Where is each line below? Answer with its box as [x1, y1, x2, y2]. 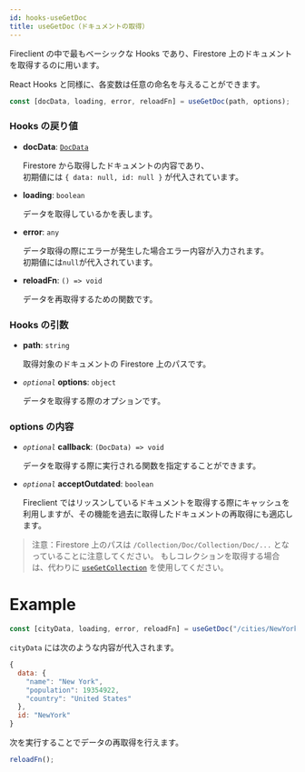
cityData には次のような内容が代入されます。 [9, 642, 179, 653]
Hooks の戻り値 [9, 120, 79, 133]
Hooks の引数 [9, 318, 69, 331]
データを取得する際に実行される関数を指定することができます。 [22, 460, 261, 471]
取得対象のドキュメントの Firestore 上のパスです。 [22, 358, 212, 369]
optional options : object [22, 376, 116, 387]
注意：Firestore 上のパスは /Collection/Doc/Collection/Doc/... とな [31, 539, 290, 550]
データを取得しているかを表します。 [22, 208, 157, 219]
